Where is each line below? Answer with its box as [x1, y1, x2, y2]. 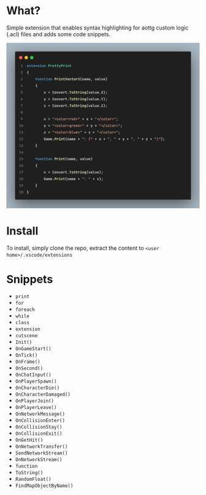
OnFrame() [15, 359, 41, 365]
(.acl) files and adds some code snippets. [6, 30, 111, 37]
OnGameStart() [15, 346, 51, 352]
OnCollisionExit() [15, 431, 63, 437]
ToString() [15, 470, 44, 476]
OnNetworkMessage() [15, 411, 66, 418]
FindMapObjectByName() [15, 483, 74, 489]
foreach [15, 306, 35, 313]
